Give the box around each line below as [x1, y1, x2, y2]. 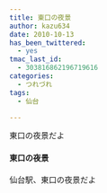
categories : [9, 72, 54, 81]
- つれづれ [17, 80, 52, 89]
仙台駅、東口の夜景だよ [9, 174, 96, 185]
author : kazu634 [9, 22, 70, 31]
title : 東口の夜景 [9, 13, 72, 22]
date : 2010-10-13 [9, 30, 75, 39]
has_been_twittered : [9, 38, 87, 48]
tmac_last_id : [9, 55, 63, 64]
